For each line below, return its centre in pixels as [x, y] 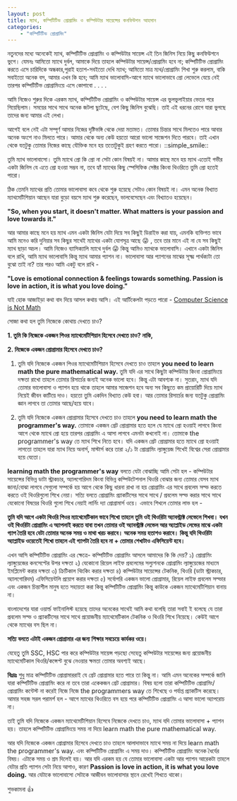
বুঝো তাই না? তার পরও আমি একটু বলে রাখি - [53, 265]
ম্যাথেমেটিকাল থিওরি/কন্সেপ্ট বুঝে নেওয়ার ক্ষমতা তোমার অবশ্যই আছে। [77, 661]
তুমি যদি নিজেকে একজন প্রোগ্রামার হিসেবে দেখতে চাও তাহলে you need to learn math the [117, 418]
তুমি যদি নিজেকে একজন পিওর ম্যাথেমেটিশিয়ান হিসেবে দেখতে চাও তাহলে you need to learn [115, 363]
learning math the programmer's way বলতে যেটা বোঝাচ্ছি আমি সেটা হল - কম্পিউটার [110, 471]
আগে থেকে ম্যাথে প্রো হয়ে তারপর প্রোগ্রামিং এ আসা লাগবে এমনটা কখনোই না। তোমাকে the [108, 433]
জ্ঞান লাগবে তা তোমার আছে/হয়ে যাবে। [56, 404]
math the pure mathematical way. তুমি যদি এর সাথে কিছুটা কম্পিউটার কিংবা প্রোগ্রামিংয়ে [120, 372]
